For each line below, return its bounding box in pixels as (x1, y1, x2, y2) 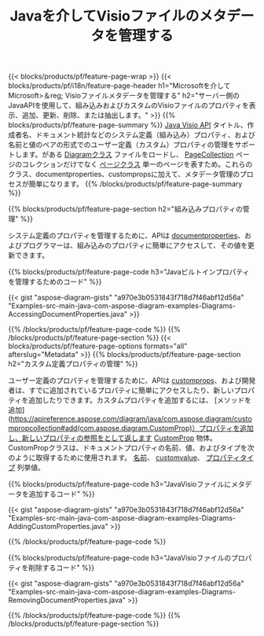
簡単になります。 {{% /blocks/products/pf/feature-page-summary (28, 179, 243, 189)
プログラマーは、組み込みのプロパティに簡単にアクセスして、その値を (21, 241, 248, 250)
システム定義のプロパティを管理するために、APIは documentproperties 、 (8, 231, 245, 241)
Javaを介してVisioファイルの (9, 7, 200, 25)
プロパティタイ (205, 453, 254, 462)
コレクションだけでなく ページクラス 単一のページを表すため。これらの (21, 160, 253, 169)
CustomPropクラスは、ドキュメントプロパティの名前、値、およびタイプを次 (8, 443, 255, 453)
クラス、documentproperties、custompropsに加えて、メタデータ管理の (8, 170, 240, 179)
